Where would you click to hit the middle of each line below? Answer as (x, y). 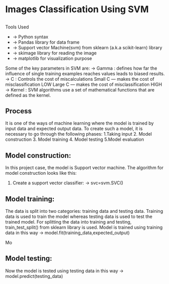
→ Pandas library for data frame (46, 42)
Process (19, 111)
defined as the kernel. (28, 95)
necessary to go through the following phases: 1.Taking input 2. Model (79, 134)
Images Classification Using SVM (77, 9)
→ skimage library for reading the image (55, 53)
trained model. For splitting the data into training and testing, (69, 222)
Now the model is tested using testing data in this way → (64, 271)
